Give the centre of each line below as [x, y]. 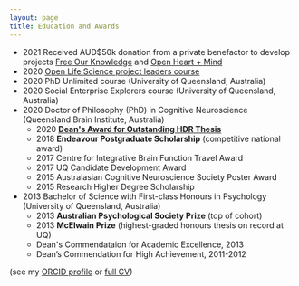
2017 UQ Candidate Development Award [111, 167]
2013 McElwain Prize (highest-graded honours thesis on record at [159, 225]
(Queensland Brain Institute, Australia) [93, 119]
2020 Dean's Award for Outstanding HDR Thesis [129, 129]
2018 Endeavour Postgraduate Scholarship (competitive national [158, 138]
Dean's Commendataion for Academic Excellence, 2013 [140, 244]
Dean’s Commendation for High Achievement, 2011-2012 [141, 253]
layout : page [34, 18]
